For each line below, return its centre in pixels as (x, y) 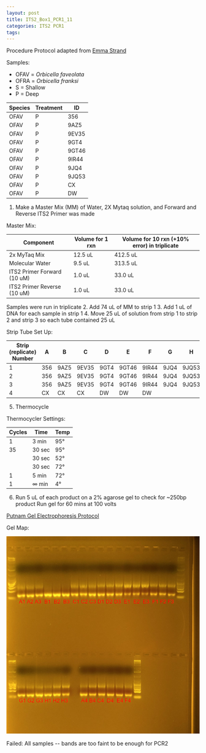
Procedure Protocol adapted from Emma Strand (67, 51)
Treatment (49, 107)
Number (23, 359)
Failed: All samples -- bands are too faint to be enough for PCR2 (87, 744)
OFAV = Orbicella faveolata (50, 74)
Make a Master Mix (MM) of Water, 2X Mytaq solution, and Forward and (106, 207)
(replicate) (23, 352)
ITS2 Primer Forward (35, 271)
